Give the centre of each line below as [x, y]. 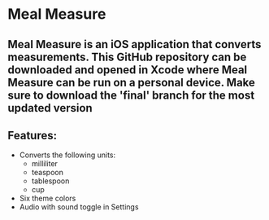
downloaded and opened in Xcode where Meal [128, 70]
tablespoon [50, 181]
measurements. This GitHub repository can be [127, 57]
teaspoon [48, 173]
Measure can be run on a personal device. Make [131, 82]
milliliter [45, 164]
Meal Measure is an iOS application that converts [134, 44]
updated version [50, 108]
